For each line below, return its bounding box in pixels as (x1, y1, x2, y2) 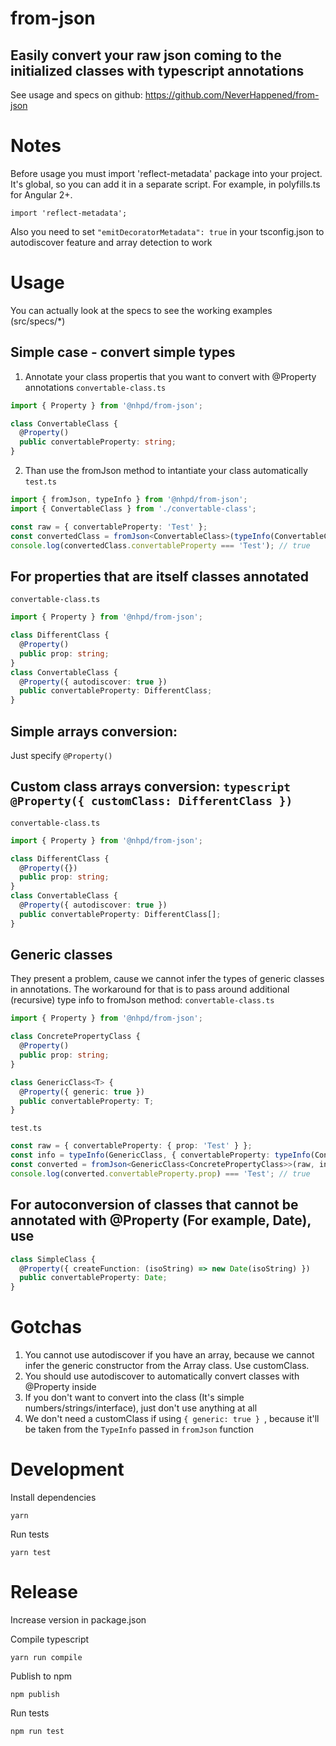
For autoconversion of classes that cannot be (10, 1197, 299, 1214)
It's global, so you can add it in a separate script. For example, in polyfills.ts (10, 178, 321, 190)
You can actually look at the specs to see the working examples (10, 304, 273, 316)
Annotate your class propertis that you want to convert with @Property (24, 370, 317, 382)
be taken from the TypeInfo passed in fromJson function (24, 1423, 254, 1436)
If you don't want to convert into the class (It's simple (24, 1392, 245, 1404)
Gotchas (10, 1316, 83, 1339)
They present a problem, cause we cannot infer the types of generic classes (10, 973, 325, 985)
